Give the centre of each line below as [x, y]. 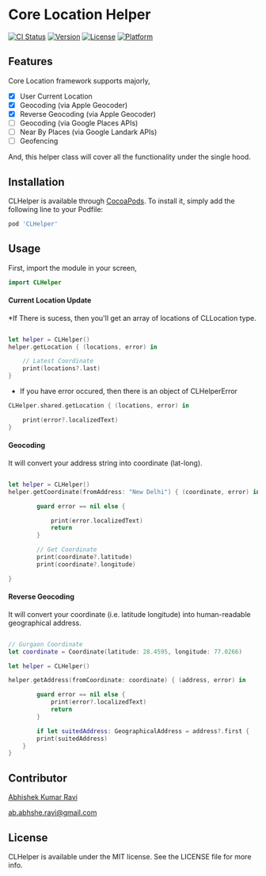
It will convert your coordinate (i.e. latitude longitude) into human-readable [129, 614]
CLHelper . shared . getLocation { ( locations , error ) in [99, 406]
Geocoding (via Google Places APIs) [79, 123]
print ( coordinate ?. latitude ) [85, 558]
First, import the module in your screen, [72, 268]
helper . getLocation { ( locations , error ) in [83, 347]
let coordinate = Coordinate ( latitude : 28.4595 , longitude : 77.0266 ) [125, 652]
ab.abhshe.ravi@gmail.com [53, 812]
